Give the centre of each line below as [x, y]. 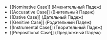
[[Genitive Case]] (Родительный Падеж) [51, 22]
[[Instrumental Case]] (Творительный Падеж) [56, 27]
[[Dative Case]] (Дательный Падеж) [46, 17]
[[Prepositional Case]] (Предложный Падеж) [55, 33]
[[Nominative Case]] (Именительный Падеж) [55, 7]
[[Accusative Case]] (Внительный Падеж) [52, 12]
